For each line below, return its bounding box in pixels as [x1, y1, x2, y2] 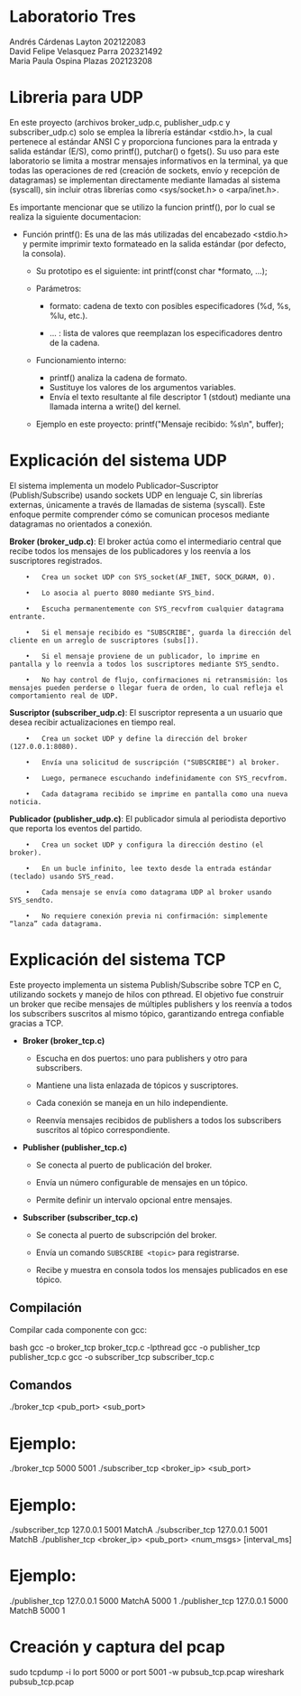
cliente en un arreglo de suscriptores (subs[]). [9, 635, 200, 645]
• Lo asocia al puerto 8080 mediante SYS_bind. [25, 588, 216, 597]
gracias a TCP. [9, 1017, 64, 1028]
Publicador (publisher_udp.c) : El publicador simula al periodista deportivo [9, 813, 287, 824]
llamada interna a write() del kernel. [49, 400, 182, 412]
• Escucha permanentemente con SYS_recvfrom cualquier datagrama [25, 604, 284, 614]
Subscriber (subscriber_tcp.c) [22, 1212, 139, 1223]
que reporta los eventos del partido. [9, 822, 142, 833]
